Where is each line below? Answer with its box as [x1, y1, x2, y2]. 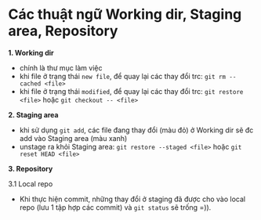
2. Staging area [8, 110, 59, 119]
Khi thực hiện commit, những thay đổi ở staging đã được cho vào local [19, 194, 245, 204]
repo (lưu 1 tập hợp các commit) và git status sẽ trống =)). [19, 202, 212, 212]
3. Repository [8, 164, 53, 173]
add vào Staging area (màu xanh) [19, 133, 128, 142]
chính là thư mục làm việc [19, 63, 103, 72]
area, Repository [8, 22, 118, 40]
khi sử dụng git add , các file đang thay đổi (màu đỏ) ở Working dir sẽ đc [19, 125, 254, 135]
